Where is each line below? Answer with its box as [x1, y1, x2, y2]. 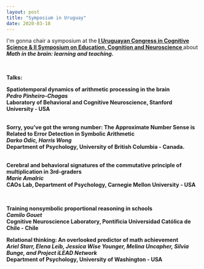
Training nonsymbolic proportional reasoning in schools [6, 205, 152, 212]
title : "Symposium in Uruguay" [6, 15, 87, 21]
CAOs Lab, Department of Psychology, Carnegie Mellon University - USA [6, 181, 196, 189]
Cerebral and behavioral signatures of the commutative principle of [6, 162, 182, 169]
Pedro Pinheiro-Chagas [6, 93, 68, 100]
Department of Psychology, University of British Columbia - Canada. [6, 143, 185, 151]
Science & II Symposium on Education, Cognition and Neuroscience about [6, 44, 198, 51]
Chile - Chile [6, 224, 39, 232]
